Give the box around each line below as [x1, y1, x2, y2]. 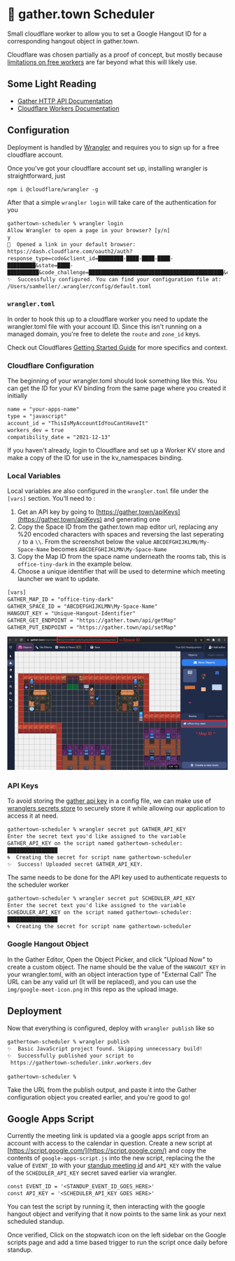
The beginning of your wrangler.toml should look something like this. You [7, 377, 218, 385]
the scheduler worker [7, 881, 69, 889]
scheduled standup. [7, 1217, 65, 1226]
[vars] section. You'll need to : [7, 494, 96, 503]
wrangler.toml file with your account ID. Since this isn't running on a [7, 322, 202, 331]
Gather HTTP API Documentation [17, 97, 113, 105]
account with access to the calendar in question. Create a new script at [7, 1139, 213, 1148]
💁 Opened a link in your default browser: [7, 241, 136, 248]
